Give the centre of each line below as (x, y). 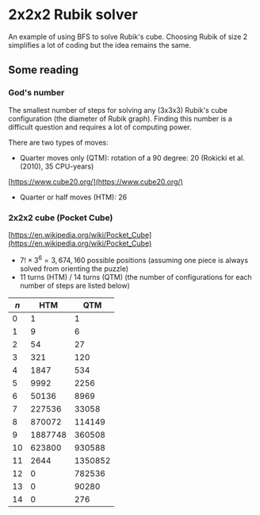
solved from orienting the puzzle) (74, 269)
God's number (36, 93)
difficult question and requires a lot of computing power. (100, 127)
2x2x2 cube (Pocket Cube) (61, 218)
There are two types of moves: (58, 142)
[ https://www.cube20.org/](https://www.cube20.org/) (96, 181)
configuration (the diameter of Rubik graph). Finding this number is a (120, 118)
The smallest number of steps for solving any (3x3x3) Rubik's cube (118, 110)
